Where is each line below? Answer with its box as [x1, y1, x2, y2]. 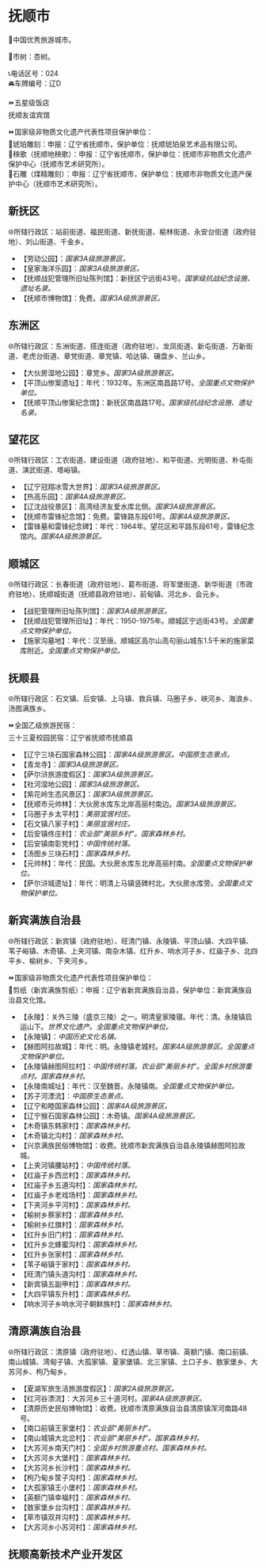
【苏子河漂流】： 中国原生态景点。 [19, 1090, 128, 1101]
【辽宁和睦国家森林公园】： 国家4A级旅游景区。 [19, 1101, 172, 1110]
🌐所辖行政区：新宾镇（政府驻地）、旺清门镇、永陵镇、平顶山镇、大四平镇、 [8, 936, 253, 946]
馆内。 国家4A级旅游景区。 [19, 531, 106, 541]
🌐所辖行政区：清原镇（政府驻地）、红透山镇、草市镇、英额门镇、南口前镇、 [8, 1347, 253, 1357]
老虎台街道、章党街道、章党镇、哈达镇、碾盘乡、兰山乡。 [21, 351, 210, 360]
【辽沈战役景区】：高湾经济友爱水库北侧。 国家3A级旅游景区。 [19, 502, 220, 512]
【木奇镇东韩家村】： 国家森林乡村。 [19, 1121, 135, 1130]
